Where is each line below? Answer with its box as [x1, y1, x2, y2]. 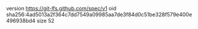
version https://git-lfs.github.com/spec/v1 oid [6, 5, 117, 12]
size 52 [36, 17, 55, 24]
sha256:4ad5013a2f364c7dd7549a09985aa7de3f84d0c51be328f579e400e [6, 11, 193, 18]
